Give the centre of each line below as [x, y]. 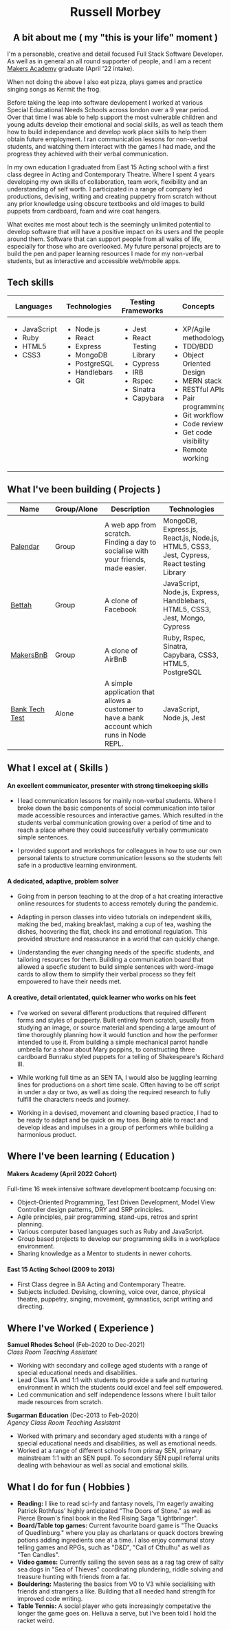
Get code [197, 432]
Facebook [121, 609]
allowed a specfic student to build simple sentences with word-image [115, 967]
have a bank [124, 718]
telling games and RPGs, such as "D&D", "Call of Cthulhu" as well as [113, 1547]
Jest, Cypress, [186, 555]
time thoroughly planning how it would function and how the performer [117, 1034]
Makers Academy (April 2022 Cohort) [62, 1173]
